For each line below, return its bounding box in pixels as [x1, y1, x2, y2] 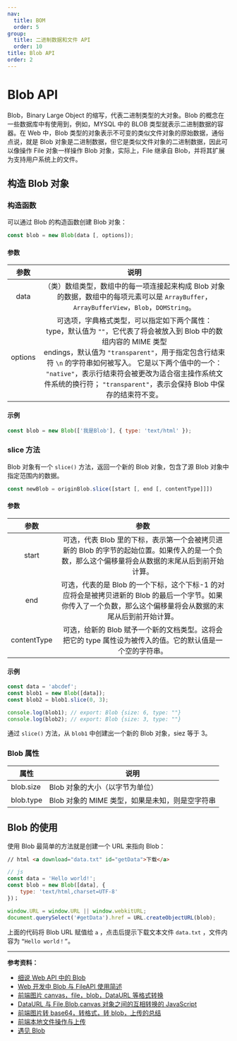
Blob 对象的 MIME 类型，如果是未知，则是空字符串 [49, 795, 217, 805]
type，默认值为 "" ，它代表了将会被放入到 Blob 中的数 [45, 326, 224, 336]
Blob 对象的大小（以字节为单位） [49, 782, 159, 792]
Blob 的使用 [7, 822, 58, 834]
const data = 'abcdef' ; [7, 683, 78, 690]
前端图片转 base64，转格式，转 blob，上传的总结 [17, 1009, 162, 1017]
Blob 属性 [7, 749, 40, 759]
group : [7, 30, 27, 37]
